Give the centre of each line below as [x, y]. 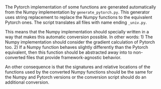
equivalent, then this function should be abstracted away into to [69, 52]
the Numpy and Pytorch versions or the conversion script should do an [76, 77]
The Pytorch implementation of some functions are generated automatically [80, 7]
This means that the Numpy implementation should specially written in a [77, 32]
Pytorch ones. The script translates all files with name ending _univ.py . [76, 22]
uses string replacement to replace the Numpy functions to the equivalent [79, 17]
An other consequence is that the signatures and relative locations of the [78, 67]
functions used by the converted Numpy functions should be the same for [79, 72]
